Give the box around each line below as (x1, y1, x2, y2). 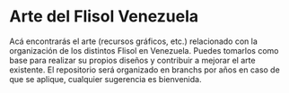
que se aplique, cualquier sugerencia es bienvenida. (9, 73, 202, 84)
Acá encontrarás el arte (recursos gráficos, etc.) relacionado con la (9, 36, 258, 46)
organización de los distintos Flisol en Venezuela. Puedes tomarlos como (9, 45, 279, 55)
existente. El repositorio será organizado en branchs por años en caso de (9, 64, 280, 75)
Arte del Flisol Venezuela (9, 6, 199, 27)
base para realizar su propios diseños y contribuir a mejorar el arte (9, 55, 256, 65)
